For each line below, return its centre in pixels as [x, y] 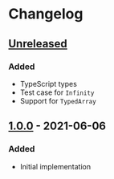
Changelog [46, 14]
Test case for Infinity [57, 92]
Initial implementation [55, 166]
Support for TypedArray [58, 100]
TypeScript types [49, 83]
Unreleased [38, 44]
